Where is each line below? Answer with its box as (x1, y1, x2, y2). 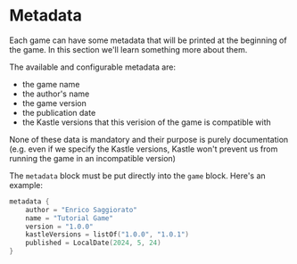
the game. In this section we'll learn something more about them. (9, 44, 248, 54)
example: (9, 179, 43, 190)
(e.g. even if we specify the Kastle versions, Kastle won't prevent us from (9, 144, 278, 154)
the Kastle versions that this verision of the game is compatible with (21, 117, 272, 128)
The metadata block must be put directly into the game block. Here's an (9, 170, 266, 181)
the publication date (21, 107, 96, 118)
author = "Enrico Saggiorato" (25, 205, 138, 214)
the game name (21, 78, 80, 89)
